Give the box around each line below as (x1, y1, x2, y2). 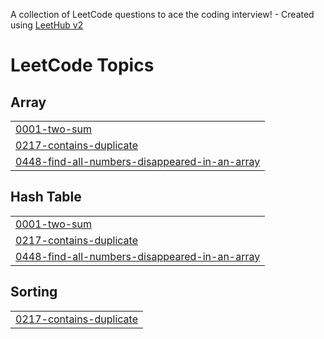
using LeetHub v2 (10, 19, 84, 31)
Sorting (10, 284, 58, 301)
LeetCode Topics (10, 54, 155, 77)
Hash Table (10, 189, 82, 206)
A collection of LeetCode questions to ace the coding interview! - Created (10, 9, 315, 20)
